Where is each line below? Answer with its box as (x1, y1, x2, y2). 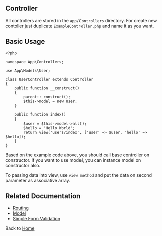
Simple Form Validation (12, 216, 60, 222)
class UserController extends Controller (5, 77, 94, 82)
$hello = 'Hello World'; (23, 125, 75, 130)
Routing (12, 205, 29, 211)
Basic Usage (5, 37, 45, 46)
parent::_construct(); (23, 94, 71, 99)
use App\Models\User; (5, 68, 51, 73)
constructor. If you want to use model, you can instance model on (5, 157, 141, 163)
